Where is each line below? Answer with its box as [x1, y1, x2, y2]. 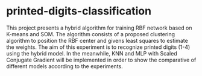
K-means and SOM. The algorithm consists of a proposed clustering [6, 30, 175, 37]
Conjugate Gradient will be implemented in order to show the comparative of [6, 56, 197, 63]
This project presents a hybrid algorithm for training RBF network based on [6, 24, 192, 31]
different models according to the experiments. [6, 62, 123, 70]
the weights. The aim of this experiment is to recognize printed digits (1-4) [6, 43, 191, 51]
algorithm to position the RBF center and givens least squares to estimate [6, 37, 188, 44]
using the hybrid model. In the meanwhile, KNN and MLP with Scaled [6, 49, 177, 57]
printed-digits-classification [6, 4, 152, 18]
